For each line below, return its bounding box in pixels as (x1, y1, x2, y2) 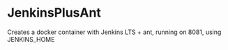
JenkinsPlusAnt (7, 5, 101, 21)
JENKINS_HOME (7, 35, 55, 43)
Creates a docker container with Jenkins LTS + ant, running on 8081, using (7, 28, 222, 36)
